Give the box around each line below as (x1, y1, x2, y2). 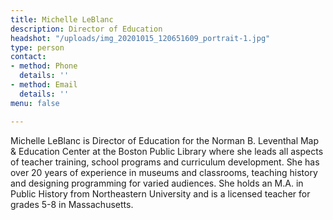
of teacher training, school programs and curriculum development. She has (10, 156, 320, 168)
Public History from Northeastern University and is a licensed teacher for (10, 187, 311, 200)
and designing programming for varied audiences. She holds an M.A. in (10, 177, 304, 189)
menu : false (10, 98, 60, 108)
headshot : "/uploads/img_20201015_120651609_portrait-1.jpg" (10, 33, 271, 43)
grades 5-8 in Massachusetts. (10, 198, 134, 210)
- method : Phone (10, 61, 78, 71)
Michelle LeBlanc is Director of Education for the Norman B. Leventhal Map (10, 134, 320, 146)
